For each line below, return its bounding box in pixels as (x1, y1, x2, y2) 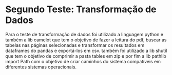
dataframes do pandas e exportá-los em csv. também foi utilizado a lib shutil (5, 47, 167, 54)
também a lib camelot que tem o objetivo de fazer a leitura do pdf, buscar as (5, 37, 167, 43)
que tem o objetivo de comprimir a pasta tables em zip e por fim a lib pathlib (5, 53, 167, 59)
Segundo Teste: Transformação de (5, 4, 157, 15)
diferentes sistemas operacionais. (5, 64, 77, 70)
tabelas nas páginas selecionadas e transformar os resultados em (5, 42, 145, 48)
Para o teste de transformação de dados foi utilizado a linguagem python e (5, 31, 163, 37)
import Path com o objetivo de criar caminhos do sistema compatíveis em (5, 58, 161, 64)
